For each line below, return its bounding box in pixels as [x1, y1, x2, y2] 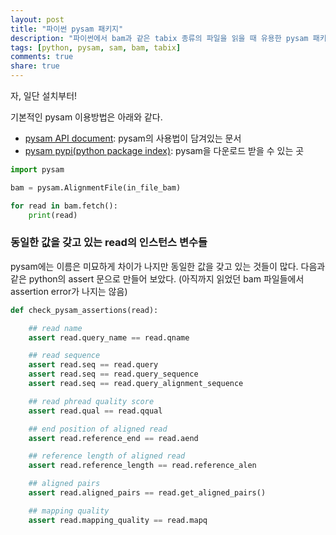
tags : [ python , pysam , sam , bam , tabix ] [10, 42, 182, 53]
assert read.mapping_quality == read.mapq [28, 515, 208, 525]
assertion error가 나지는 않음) [10, 285, 128, 297]
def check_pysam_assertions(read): [10, 305, 159, 315]
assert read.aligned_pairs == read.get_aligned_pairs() [28, 488, 267, 498]
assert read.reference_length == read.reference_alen [28, 461, 257, 471]
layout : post [10, 14, 65, 25]
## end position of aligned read [28, 424, 168, 434]
